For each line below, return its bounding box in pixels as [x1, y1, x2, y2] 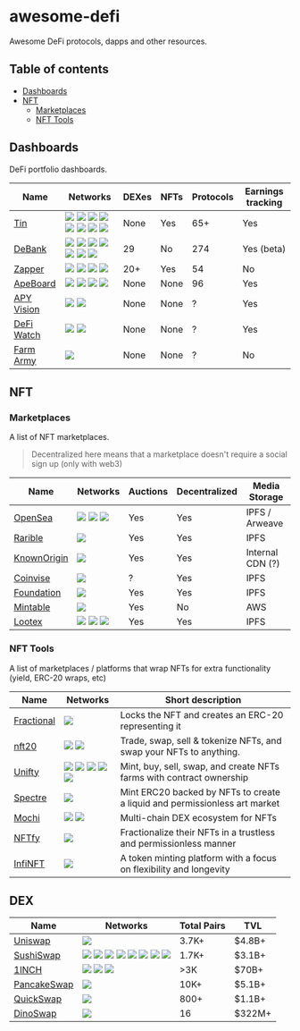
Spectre [13, 791, 47, 804]
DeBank [13, 242, 47, 255]
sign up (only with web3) [30, 459, 123, 469]
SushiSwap [13, 950, 61, 962]
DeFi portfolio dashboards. [9, 164, 107, 174]
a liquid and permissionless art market [120, 797, 279, 809]
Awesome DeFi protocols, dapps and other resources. [9, 36, 208, 46]
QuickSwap [13, 993, 62, 1005]
